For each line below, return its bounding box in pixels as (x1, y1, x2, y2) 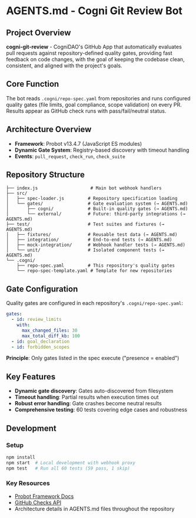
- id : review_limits (11, 317, 62, 323)
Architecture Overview (6, 124, 92, 135)
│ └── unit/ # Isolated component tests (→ (6, 247, 165, 253)
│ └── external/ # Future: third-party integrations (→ (6, 211, 185, 217)
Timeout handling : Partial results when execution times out (14, 394, 159, 401)
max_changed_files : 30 (21, 327, 78, 333)
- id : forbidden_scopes (11, 344, 69, 350)
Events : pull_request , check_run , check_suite (14, 152, 125, 160)
